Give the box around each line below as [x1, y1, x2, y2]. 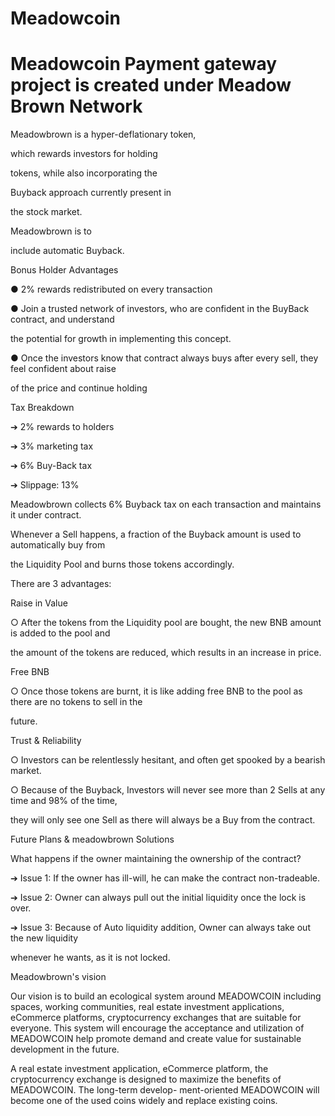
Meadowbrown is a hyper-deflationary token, [10, 128, 197, 141]
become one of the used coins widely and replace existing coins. [10, 1095, 278, 1107]
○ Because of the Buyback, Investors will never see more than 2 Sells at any [10, 784, 326, 796]
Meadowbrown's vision [10, 971, 107, 983]
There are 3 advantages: [10, 578, 112, 590]
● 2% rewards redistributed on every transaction [10, 283, 213, 296]
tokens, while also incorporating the [10, 167, 158, 179]
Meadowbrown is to [10, 225, 92, 237]
